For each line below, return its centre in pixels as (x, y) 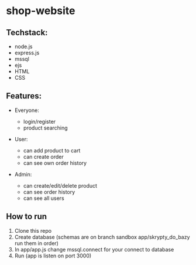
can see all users (44, 198)
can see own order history (55, 163)
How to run (27, 217)
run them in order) (36, 243)
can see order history (49, 192)
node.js (24, 46)
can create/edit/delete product (60, 185)
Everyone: (27, 110)
